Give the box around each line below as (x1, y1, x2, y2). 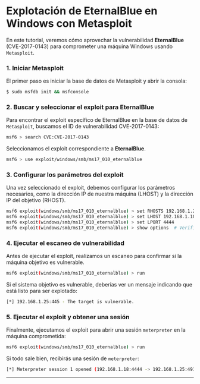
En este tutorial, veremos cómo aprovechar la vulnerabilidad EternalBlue (6, 36, 185, 43)
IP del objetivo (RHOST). (6, 197, 66, 204)
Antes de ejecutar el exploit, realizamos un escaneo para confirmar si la (6, 253, 182, 260)
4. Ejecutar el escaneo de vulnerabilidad (6, 239, 125, 247)
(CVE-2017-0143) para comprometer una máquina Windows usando (6, 43, 173, 50)
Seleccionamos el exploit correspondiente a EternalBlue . (6, 145, 146, 152)
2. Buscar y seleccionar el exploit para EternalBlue (6, 103, 155, 111)
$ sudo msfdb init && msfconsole (6, 89, 89, 95)
